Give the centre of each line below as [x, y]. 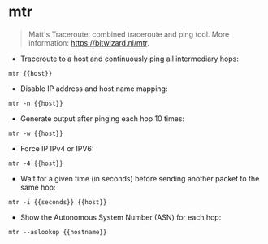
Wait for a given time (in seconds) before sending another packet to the [140, 178]
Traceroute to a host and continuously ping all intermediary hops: [130, 59]
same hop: [38, 187]
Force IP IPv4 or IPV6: [57, 148]
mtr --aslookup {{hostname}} [58, 232]
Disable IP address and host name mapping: [94, 89]
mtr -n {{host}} [36, 103]
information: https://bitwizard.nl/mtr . [89, 42]
